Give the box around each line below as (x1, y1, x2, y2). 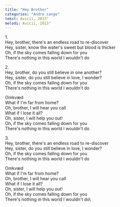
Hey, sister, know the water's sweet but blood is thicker (5, 44, 116, 50)
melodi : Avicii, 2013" (5, 21, 51, 26)
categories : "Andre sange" (5, 12, 60, 17)
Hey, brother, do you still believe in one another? (5, 69, 102, 76)
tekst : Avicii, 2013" (5, 16, 49, 21)
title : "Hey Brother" (5, 7, 49, 12)
